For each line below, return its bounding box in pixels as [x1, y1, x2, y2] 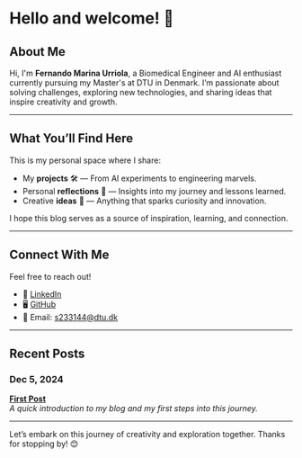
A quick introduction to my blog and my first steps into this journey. [9, 403, 259, 414]
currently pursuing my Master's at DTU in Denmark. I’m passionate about [9, 77, 280, 88]
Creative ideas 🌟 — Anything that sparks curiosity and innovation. [22, 195, 267, 206]
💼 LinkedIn [22, 288, 62, 300]
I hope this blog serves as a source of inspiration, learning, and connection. [9, 212, 289, 223]
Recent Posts [9, 346, 85, 362]
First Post [9, 393, 47, 404]
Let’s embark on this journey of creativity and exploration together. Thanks [9, 429, 286, 440]
